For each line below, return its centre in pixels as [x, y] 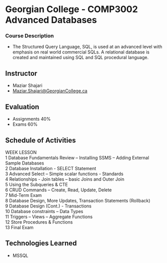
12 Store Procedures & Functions [39, 222]
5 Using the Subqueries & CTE [36, 184]
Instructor [21, 73]
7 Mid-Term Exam [23, 195]
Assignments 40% [32, 119]
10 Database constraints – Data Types [44, 211]
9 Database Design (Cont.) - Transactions [48, 206]
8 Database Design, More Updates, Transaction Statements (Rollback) [78, 200]
